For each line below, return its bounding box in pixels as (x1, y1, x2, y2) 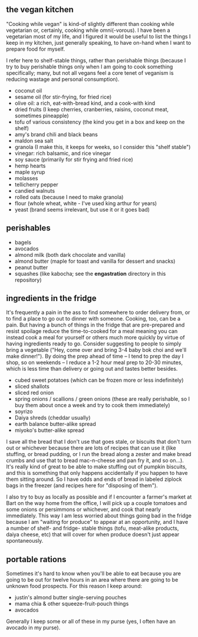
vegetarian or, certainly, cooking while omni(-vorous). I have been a (6, 27, 170, 34)
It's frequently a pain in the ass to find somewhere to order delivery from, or (6, 309, 190, 316)
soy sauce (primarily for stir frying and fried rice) (14, 156, 134, 163)
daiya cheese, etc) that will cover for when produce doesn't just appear (6, 531, 180, 538)
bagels (14, 239, 31, 246)
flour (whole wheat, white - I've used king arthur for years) (14, 200, 157, 207)
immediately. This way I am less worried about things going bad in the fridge (6, 512, 192, 519)
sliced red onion (14, 389, 54, 397)
